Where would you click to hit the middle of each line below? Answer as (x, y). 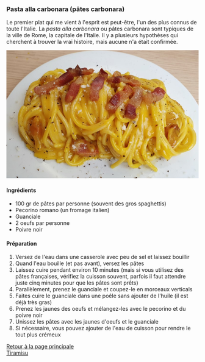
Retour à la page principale (40, 347)
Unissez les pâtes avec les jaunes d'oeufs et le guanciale (87, 322)
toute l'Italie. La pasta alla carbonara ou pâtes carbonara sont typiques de (100, 29)
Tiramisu (17, 353)
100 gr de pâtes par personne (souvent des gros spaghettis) (91, 204)
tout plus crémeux (38, 335)
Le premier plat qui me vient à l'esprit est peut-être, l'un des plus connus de (102, 23)
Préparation (22, 243)
